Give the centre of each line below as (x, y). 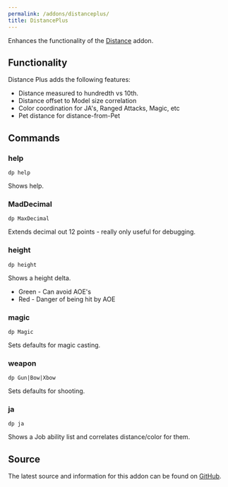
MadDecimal (30, 204)
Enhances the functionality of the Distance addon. (81, 40)
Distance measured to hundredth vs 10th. (78, 93)
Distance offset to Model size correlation (77, 101)
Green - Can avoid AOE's (54, 291)
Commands (34, 138)
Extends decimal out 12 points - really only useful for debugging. (102, 232)
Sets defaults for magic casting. (54, 345)
